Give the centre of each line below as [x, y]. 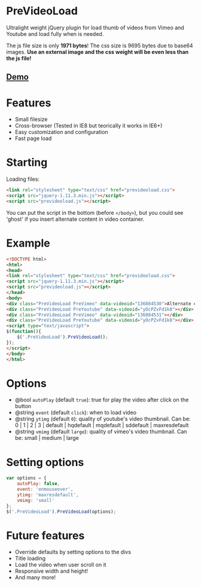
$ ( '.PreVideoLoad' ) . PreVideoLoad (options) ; [61, 512]
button [23, 406]
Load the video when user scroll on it [60, 565]
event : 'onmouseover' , [45, 489]
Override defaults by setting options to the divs [73, 552]
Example [28, 243]
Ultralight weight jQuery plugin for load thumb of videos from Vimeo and [95, 28]
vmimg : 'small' [36, 500]
